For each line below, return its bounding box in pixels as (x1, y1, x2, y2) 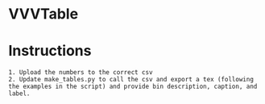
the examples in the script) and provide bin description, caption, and (8, 82, 258, 91)
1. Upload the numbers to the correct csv (8, 69, 153, 77)
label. (8, 89, 31, 98)
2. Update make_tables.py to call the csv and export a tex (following (8, 76, 254, 84)
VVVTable (8, 5, 79, 23)
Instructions (8, 42, 92, 60)
